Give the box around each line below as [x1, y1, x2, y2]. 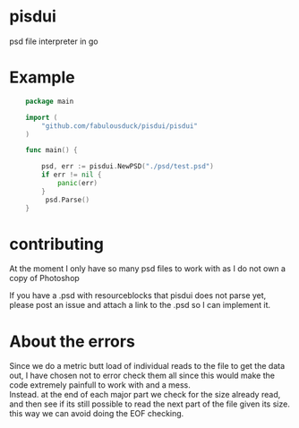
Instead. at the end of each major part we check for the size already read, [9, 389, 281, 400]
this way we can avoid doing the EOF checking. [9, 408, 184, 419]
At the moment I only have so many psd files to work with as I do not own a [9, 263, 286, 274]
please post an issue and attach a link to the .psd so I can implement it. [9, 300, 271, 311]
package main [25, 97, 74, 106]
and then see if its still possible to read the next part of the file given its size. [9, 398, 291, 409]
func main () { [25, 146, 78, 155]
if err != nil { [41, 170, 102, 180]
